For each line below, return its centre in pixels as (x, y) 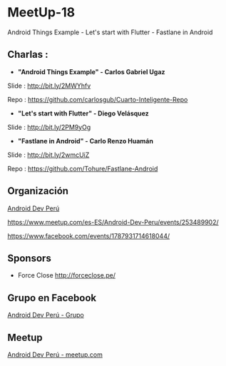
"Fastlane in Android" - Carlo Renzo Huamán (85, 141)
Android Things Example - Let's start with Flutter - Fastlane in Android (110, 32)
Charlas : (28, 55)
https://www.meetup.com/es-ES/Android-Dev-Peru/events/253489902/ (113, 222)
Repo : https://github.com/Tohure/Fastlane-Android (83, 168)
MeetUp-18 (41, 12)
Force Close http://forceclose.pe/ (67, 275)
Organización (38, 191)
